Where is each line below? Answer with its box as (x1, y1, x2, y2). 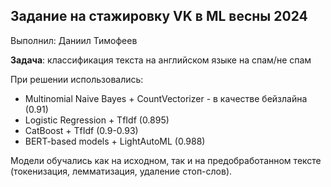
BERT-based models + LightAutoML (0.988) (24, 135, 206, 147)
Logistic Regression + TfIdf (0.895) (24, 114, 170, 126)
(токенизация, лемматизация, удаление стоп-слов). (10, 165, 233, 177)
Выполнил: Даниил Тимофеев (10, 34, 138, 46)
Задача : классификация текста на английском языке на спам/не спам (10, 54, 312, 66)
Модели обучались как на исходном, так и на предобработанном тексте (10, 154, 322, 166)
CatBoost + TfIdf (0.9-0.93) (24, 124, 139, 136)
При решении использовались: (10, 73, 144, 85)
